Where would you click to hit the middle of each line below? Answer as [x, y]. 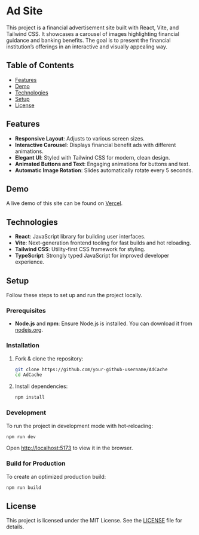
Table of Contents [40, 65]
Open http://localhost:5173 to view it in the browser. [70, 448]
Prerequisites [26, 310]
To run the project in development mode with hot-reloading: [80, 426]
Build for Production [36, 463]
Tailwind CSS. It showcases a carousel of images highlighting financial [93, 33]
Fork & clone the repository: [49, 358]
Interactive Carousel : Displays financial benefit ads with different [95, 145]
